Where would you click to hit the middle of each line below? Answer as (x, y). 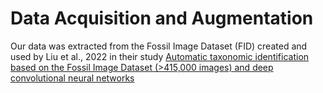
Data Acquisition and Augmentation (162, 18)
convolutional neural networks (72, 78)
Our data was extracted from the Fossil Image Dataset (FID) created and (159, 46)
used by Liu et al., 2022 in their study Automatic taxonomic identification (160, 56)
